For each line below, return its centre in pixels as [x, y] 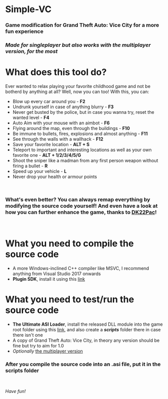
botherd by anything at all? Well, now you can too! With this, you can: [77, 92]
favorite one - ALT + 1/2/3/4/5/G [47, 155]
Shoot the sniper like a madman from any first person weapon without [85, 160]
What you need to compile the [70, 243]
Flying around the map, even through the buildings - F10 [71, 128]
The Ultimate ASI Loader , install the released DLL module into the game [88, 324]
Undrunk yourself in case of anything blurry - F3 [63, 107]
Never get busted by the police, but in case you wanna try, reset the [83, 112]
